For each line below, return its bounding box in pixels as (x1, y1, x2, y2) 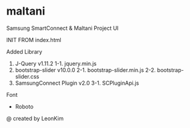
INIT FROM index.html (6, 36, 62, 43)
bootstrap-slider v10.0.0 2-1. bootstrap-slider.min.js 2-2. (15, 66, 157, 74)
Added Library (6, 48, 43, 55)
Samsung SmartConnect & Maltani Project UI (6, 24, 119, 32)
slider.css (15, 73, 40, 80)
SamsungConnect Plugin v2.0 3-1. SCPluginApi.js (15, 79, 139, 87)
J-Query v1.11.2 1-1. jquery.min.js (15, 60, 97, 67)
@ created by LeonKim (6, 115, 64, 122)
